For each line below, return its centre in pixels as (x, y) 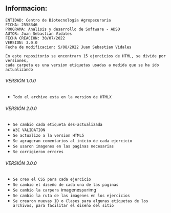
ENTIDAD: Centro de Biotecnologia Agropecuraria (58, 20)
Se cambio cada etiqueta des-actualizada (57, 125)
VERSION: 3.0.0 (22, 42)
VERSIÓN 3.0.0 (21, 163)
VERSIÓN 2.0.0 (21, 108)
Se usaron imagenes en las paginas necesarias (63, 146)
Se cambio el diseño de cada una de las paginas (66, 185)
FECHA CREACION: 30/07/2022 (35, 38)
